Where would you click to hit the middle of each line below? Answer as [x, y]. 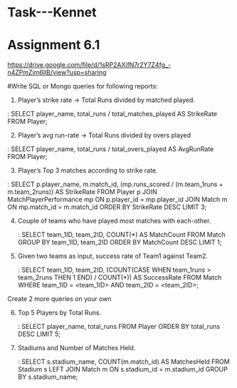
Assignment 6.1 [54, 45]
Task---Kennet [52, 12]
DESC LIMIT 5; [39, 334]
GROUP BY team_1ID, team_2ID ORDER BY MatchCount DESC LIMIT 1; [120, 242]
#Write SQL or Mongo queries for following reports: [83, 86]
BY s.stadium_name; [48, 377]
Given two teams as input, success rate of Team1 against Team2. [113, 256]
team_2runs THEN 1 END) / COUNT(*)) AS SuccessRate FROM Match [120, 277]
